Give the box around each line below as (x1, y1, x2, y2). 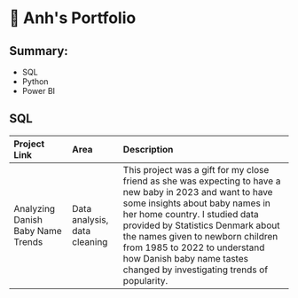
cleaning (72, 235, 108, 247)
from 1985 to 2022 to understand (122, 241, 265, 254)
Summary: (9, 43, 68, 59)
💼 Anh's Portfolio (9, 8, 137, 28)
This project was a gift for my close (122, 163, 270, 176)
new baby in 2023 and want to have (122, 185, 273, 198)
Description (122, 143, 174, 155)
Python (21, 76, 49, 87)
